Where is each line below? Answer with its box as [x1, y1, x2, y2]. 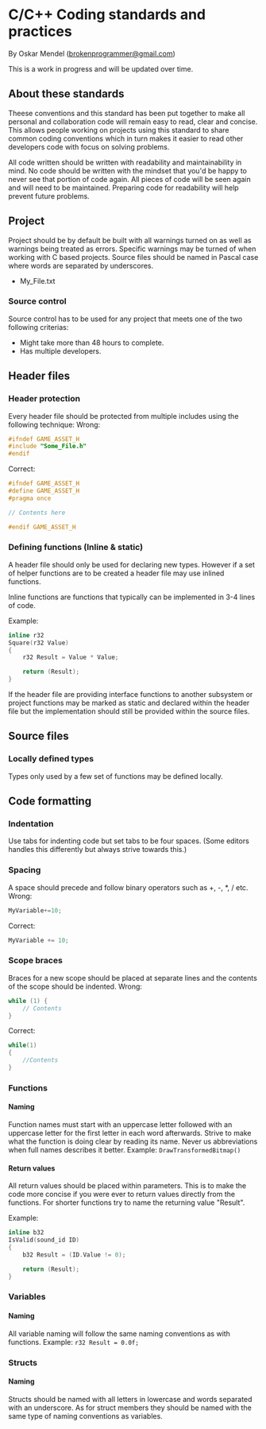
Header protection [8, 393, 81, 405]
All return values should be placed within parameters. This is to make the [8, 1181, 247, 1191]
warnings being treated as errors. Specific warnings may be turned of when [8, 244, 256, 254]
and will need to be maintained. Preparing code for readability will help [8, 183, 240, 192]
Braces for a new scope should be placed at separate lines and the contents [8, 973, 258, 982]
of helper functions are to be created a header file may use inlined [8, 568, 225, 578]
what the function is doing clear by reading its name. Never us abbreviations [8, 1137, 258, 1146]
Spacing [8, 865, 41, 876]
